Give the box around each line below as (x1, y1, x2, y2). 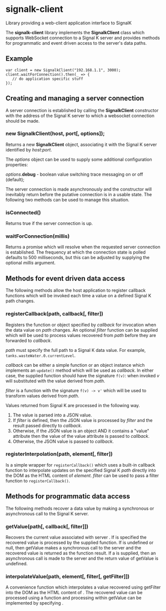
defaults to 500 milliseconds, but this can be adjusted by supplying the (5, 255, 150, 261)
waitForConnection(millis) (5, 233, 70, 240)
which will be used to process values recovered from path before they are (5, 332, 156, 338)
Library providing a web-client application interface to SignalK (5, 20, 132, 26)
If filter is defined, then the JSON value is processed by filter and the (12, 417, 153, 423)
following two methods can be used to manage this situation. (5, 197, 130, 203)
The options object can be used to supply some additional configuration (5, 156, 152, 162)
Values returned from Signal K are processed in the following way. (5, 402, 140, 408)
